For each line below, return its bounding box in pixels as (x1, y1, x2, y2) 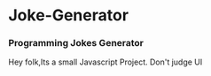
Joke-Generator (8, 5, 129, 26)
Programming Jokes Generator (8, 37, 144, 49)
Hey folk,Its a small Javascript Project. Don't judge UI (8, 57, 203, 67)
